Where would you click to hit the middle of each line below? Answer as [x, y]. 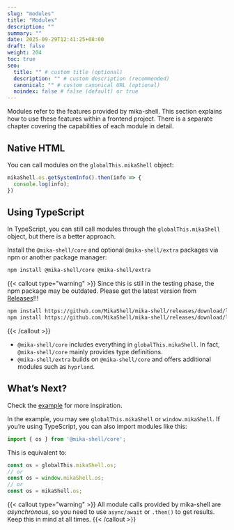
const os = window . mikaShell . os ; [56, 478]
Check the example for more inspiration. [65, 405]
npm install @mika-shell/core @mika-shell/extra [79, 270]
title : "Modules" [32, 20]
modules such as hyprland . [56, 366]
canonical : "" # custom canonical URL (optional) [87, 85]
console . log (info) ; [42, 184]
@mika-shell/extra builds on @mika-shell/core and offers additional [114, 359]
